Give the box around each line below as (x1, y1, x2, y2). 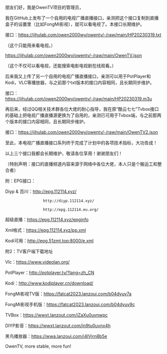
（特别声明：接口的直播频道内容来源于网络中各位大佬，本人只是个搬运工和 (5, 161, 158, 167)
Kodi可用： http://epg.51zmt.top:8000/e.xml (5, 238, 94, 244)
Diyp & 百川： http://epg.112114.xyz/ (5, 189, 77, 194)
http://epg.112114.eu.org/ (43, 207, 99, 212)
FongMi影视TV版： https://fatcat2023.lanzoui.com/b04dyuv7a (5, 291, 132, 297)
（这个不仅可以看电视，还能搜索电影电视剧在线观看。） (5, 63, 116, 68)
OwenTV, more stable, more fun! (5, 344, 72, 349)
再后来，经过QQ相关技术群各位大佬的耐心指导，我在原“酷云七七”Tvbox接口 (5, 106, 159, 112)
